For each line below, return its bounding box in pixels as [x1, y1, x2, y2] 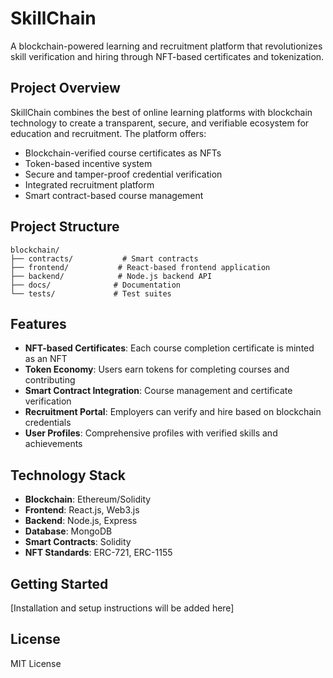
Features [10, 315, 67, 332]
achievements [24, 438, 83, 450]
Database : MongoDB [24, 525, 113, 537]
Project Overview [10, 80, 121, 97]
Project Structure [10, 218, 120, 236]
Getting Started [10, 575, 109, 592]
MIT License [10, 657, 62, 669]
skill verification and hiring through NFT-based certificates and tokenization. [10, 50, 325, 62]
